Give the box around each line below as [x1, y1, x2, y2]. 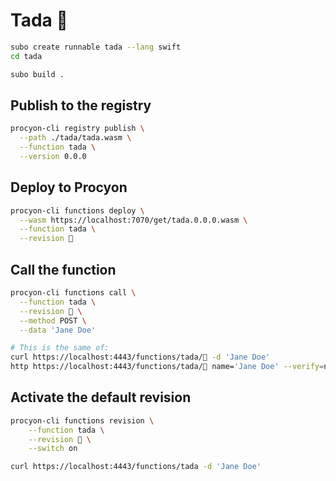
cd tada [10, 51, 43, 61]
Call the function [10, 261, 117, 278]
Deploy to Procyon [10, 179, 128, 196]
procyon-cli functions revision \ [10, 415, 155, 426]
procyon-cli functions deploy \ [10, 205, 145, 216]
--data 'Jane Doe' [19, 325, 97, 335]
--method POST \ [19, 315, 87, 326]
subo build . [10, 69, 65, 79]
